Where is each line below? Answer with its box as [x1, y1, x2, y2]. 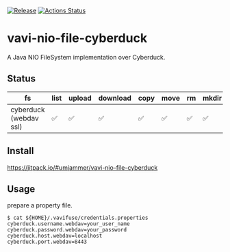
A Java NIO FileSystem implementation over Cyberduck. [7, 53, 166, 61]
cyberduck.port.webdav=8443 [7, 238, 88, 246]
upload [68, 93, 92, 103]
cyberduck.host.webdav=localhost [7, 233, 103, 240]
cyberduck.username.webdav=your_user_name [7, 220, 130, 227]
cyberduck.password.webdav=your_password [7, 227, 127, 234]
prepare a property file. [7, 201, 73, 210]
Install [7, 145, 34, 157]
